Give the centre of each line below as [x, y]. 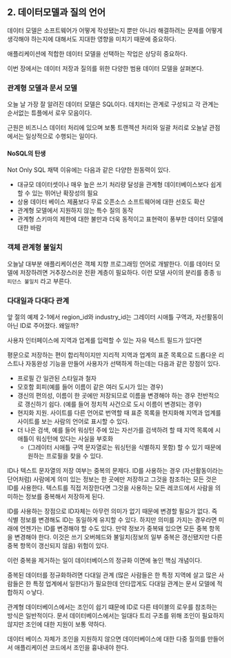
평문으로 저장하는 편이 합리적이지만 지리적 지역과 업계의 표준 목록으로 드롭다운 [112, 355]
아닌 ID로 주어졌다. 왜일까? [43, 325]
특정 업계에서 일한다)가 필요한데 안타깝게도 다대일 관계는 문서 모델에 [124, 583]
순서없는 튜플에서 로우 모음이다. [50, 113]
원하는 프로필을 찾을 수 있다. [65, 456]
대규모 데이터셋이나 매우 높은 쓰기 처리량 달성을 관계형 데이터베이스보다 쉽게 [119, 184]
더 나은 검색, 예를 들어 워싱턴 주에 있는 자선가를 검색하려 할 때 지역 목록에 [115, 429]
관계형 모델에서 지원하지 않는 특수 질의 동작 [75, 211]
